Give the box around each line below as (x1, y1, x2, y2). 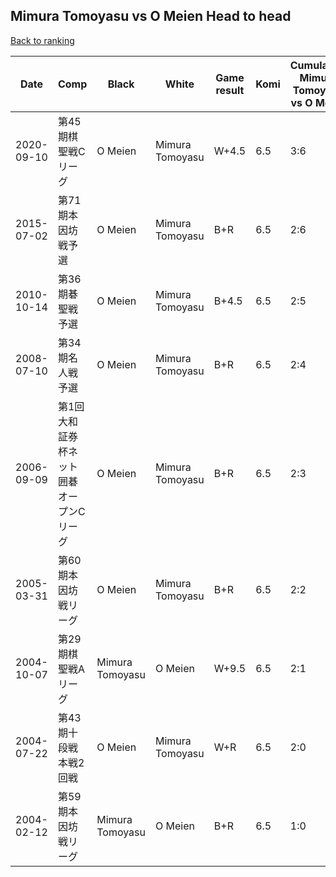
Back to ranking (10, 34, 75, 46)
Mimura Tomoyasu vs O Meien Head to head (10, 8, 292, 25)
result (215, 83, 245, 97)
